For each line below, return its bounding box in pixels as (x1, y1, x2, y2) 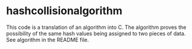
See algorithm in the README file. (6, 36, 89, 43)
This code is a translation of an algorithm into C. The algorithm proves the (6, 24, 187, 31)
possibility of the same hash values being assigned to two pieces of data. (6, 30, 186, 37)
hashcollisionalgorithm (6, 4, 123, 18)
